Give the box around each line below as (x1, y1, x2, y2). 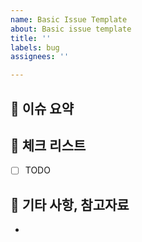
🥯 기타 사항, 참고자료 (10, 196, 130, 213)
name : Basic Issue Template (10, 14, 128, 25)
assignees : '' (10, 52, 70, 62)
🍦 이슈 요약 (10, 100, 75, 117)
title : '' (10, 33, 52, 43)
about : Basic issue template (10, 24, 132, 34)
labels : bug (10, 42, 60, 53)
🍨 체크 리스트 (10, 137, 87, 154)
